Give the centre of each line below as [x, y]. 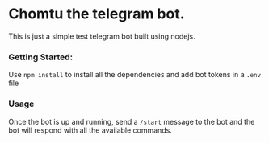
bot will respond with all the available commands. [90, 130]
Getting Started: [41, 57]
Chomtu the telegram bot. [97, 14]
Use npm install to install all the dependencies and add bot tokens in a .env [134, 75]
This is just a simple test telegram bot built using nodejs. [102, 36]
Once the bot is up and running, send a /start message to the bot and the [132, 121]
